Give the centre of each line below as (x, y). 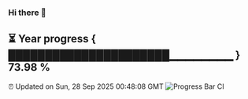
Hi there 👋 (28, 13)
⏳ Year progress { (52, 39)
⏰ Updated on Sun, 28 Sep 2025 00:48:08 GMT (86, 86)
